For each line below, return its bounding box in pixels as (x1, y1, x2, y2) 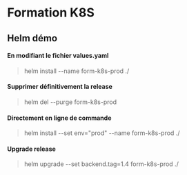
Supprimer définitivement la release (7, 83, 112, 91)
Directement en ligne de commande (7, 114, 112, 122)
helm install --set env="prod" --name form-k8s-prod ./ (23, 129, 180, 137)
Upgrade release (7, 145, 57, 153)
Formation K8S (7, 5, 95, 21)
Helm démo (7, 32, 57, 44)
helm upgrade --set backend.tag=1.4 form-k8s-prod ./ (23, 160, 179, 168)
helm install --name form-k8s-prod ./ (23, 67, 130, 75)
